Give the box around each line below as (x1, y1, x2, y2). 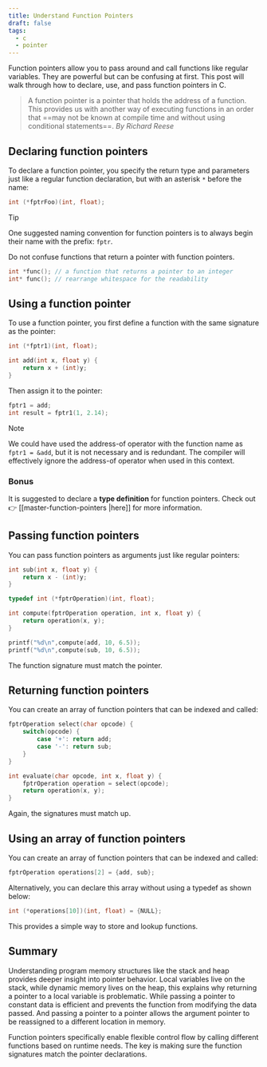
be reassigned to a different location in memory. (8, 1017, 166, 1026)
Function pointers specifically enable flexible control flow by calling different (8, 1032, 259, 1041)
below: (8, 891, 30, 901)
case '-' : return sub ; (37, 743, 112, 751)
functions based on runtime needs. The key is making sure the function (8, 1041, 242, 1050)
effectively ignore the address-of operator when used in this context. (8, 456, 235, 465)
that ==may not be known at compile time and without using (27, 113, 226, 122)
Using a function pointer (8, 297, 132, 310)
